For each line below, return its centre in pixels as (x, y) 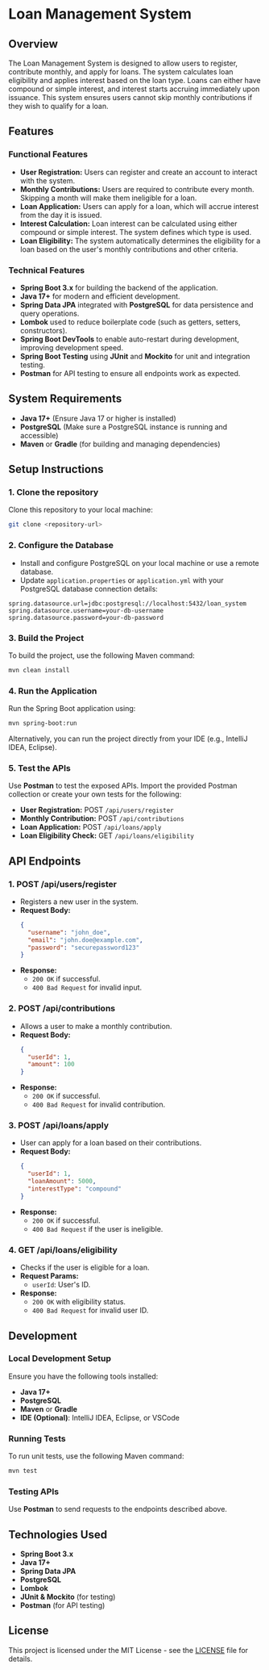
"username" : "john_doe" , (69, 932)
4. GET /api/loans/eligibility (63, 1249)
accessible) (39, 435)
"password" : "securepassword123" (84, 948)
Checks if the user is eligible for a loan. (85, 1267)
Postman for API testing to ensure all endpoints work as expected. (130, 373)
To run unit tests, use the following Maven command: (96, 1456)
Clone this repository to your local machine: (81, 510)
